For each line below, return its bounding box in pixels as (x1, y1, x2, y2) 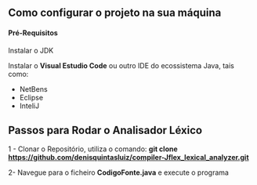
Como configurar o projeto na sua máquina (8, 6, 222, 20)
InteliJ (19, 101, 40, 111)
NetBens (19, 84, 49, 93)
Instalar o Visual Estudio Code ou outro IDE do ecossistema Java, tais (8, 60, 235, 70)
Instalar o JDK (8, 45, 54, 55)
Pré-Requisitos (8, 27, 59, 38)
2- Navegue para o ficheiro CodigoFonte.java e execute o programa (8, 168, 230, 177)
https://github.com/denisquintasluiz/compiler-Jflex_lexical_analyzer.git (8, 153, 249, 162)
